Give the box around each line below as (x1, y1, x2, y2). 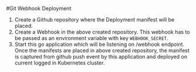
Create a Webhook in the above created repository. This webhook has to (14, 28, 190, 35)
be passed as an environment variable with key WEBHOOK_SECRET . (14, 35, 168, 41)
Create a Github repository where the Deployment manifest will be (14, 16, 175, 23)
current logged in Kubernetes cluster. (14, 59, 105, 66)
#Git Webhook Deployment (6, 5, 72, 12)
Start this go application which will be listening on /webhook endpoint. (14, 41, 185, 48)
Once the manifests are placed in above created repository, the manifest (14, 47, 190, 54)
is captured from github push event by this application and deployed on (14, 53, 188, 60)
